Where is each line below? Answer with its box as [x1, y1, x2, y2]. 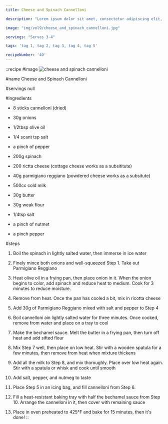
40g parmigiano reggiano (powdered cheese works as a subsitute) [12, 173, 150, 178]
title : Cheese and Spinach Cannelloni [5, 7, 86, 12]
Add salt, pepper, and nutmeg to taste [12, 374, 91, 380]
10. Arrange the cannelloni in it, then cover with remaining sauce [12, 399, 145, 405]
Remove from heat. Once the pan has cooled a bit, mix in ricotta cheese [12, 295, 161, 301]
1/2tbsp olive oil [12, 124, 45, 130]
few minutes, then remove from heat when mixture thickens [12, 350, 136, 355]
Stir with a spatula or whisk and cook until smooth [12, 365, 116, 370]
